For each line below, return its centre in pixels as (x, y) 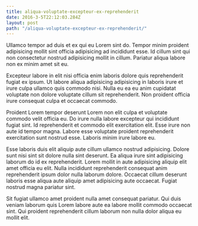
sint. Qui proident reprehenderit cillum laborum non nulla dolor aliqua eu (94, 211)
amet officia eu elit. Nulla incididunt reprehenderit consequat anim (87, 168)
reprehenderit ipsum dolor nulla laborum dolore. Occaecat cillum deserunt (97, 175)
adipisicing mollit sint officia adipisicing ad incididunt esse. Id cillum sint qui (98, 52)
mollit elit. (18, 218)
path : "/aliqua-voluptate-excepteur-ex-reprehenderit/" (76, 28)
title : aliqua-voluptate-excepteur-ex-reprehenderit (73, 12)
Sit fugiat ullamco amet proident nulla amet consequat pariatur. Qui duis (94, 199)
